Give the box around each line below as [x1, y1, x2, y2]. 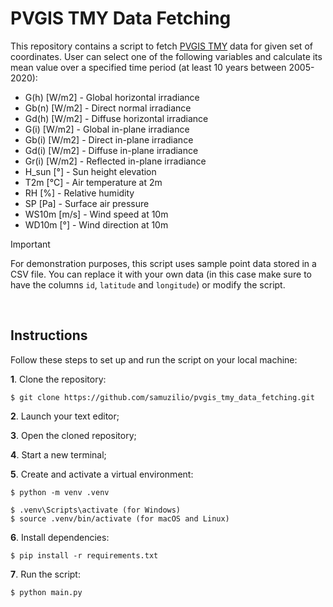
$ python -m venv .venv [10, 487, 110, 497]
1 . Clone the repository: [10, 373, 107, 385]
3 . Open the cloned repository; [10, 429, 137, 441]
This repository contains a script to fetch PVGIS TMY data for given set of [10, 40, 313, 52]
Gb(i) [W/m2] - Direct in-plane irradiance [24, 133, 194, 146]
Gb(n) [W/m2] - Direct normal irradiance [24, 102, 192, 114]
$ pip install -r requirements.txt [10, 550, 159, 561]
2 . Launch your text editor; [10, 410, 120, 422]
